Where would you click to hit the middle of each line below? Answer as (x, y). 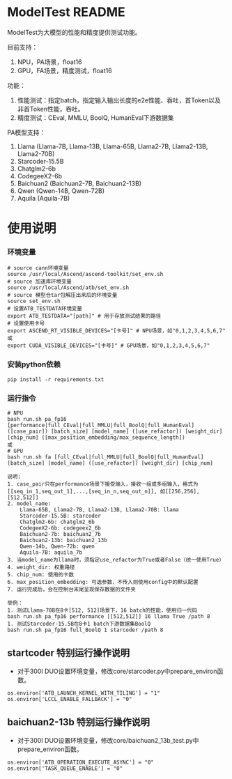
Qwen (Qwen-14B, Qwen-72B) (61, 191)
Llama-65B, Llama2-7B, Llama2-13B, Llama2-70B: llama (99, 510)
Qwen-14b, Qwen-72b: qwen (57, 547)
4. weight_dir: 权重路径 (41, 568)
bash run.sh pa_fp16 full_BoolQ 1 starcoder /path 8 (85, 630)
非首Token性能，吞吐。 (51, 109)
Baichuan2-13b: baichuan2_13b (64, 541)
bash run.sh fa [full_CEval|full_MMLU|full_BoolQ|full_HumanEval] (106, 457)
